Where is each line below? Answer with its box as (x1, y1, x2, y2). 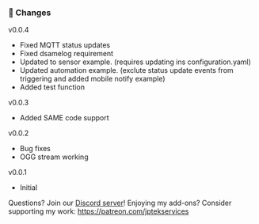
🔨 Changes (8, 7, 51, 18)
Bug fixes (19, 144, 51, 154)
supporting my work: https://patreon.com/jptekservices (8, 207, 189, 216)
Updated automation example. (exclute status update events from (19, 66, 234, 75)
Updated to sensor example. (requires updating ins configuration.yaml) (19, 57, 252, 66)
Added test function (19, 82, 86, 92)
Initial (19, 183, 38, 192)
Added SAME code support (19, 113, 109, 123)
